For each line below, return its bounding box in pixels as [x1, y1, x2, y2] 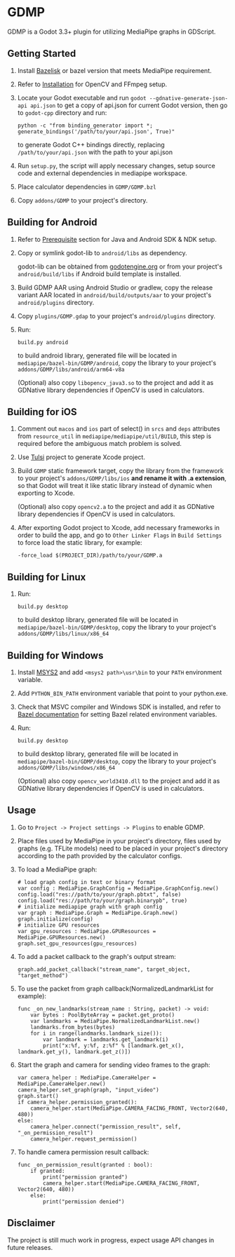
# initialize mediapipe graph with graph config [17, 903, 163, 910]
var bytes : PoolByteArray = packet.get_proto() [30, 1011, 175, 1019]
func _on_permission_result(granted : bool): [17, 1161, 153, 1168]
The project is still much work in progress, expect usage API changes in [7, 1235, 215, 1244]
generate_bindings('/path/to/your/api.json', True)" [17, 128, 175, 135]
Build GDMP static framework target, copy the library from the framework [17, 467, 224, 475]
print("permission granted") [43, 1174, 128, 1181]
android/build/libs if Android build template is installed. [17, 269, 182, 278]
